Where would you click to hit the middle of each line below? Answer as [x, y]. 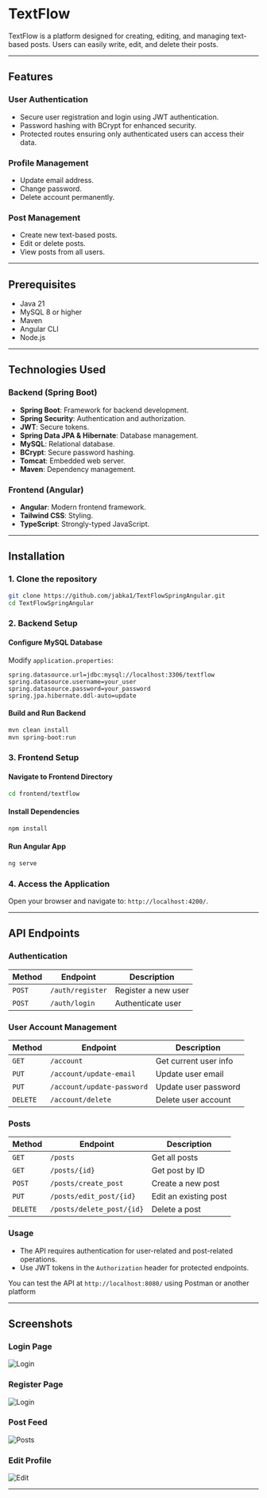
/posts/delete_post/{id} [97, 1209]
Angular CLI [39, 329]
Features [31, 77]
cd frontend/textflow [44, 794]
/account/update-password [99, 1086]
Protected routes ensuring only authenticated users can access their [132, 134]
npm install [28, 829]
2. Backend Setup [43, 623]
